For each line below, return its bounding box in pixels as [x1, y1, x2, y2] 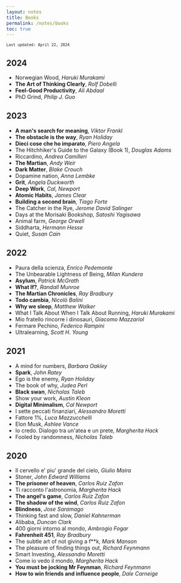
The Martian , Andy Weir [15, 159, 76, 166]
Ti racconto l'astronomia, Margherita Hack [15, 486, 122, 494]
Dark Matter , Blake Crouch [15, 165, 83, 173]
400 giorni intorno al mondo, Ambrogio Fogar [15, 525, 129, 532]
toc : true [6, 26, 31, 32]
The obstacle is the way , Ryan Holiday [15, 133, 113, 140]
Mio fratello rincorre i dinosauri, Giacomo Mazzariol [15, 315, 144, 322]
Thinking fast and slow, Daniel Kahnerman [15, 512, 121, 519]
